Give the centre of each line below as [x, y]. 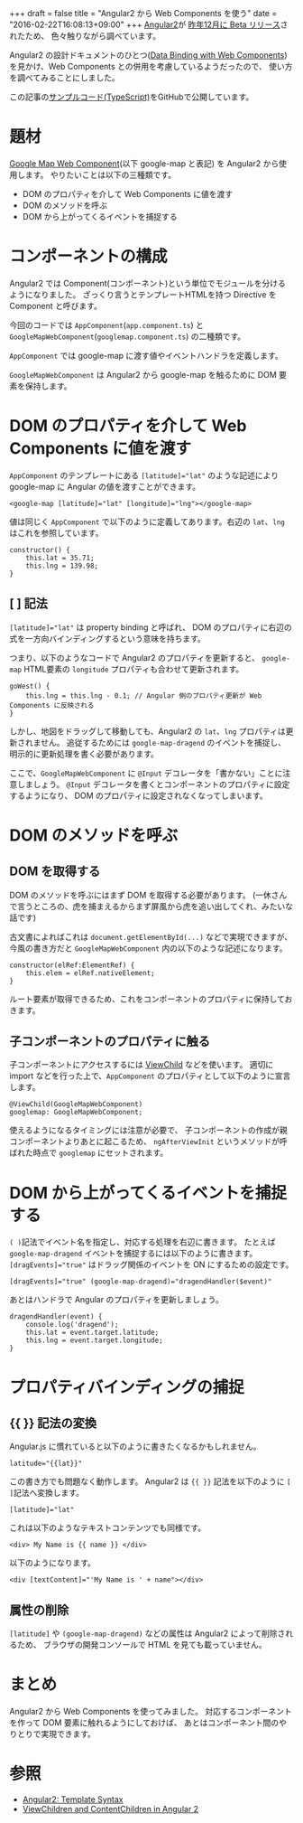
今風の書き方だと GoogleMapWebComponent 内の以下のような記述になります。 [148, 948]
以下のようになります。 [53, 1563]
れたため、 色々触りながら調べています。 [85, 36]
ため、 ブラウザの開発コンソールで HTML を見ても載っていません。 [142, 1645]
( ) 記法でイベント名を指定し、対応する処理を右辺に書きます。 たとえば [143, 1242]
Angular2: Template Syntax [73, 1800]
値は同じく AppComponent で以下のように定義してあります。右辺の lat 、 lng [147, 522]
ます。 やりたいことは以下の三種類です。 [101, 174]
